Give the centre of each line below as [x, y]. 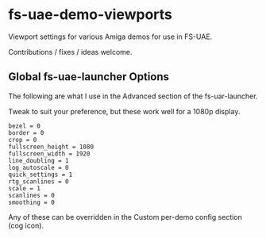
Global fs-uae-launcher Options [89, 77]
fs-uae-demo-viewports [91, 15]
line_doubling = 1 [39, 160]
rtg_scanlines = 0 [39, 181]
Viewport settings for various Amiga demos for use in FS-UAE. [110, 36]
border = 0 [26, 132]
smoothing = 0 [32, 202]
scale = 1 [25, 188]
